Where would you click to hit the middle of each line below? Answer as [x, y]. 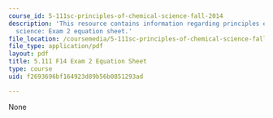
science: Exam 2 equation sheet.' [74, 31]
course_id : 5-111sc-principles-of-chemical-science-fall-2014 [116, 16]
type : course [30, 69]
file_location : [34, 39]
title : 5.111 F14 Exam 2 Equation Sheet [78, 62]
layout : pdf [28, 54]
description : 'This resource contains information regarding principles [134, 24]
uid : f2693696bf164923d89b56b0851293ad [76, 76]
